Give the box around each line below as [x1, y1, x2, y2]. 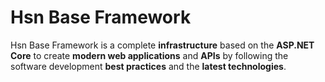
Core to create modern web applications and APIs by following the [10, 49, 289, 61]
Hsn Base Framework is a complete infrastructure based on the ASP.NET [10, 39, 315, 51]
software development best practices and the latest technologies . [10, 60, 287, 72]
